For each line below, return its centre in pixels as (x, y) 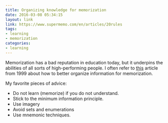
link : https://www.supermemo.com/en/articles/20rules (64, 24)
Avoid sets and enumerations (43, 109)
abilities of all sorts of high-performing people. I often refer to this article (82, 68)
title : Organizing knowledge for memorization (56, 10)
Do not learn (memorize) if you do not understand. (66, 93)
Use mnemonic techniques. (41, 115)
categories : (18, 43)
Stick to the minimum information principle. (58, 99)
